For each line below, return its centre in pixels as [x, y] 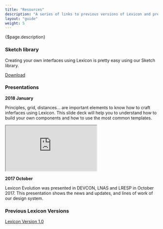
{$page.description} [25, 37]
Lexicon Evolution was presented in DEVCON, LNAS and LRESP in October [80, 188]
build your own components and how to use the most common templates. [79, 118]
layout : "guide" [21, 19]
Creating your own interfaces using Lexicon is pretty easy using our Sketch [80, 60]
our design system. [24, 198]
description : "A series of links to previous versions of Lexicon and [78, 14]
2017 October [19, 178]
